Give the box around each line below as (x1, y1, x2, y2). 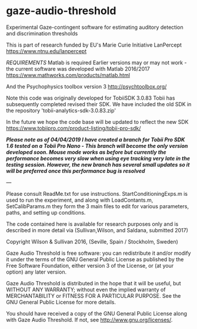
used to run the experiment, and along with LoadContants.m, (6, 196, 153, 203)
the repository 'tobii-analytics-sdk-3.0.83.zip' (6, 107, 116, 114)
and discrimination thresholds (6, 29, 78, 37)
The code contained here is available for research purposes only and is (6, 220, 179, 228)
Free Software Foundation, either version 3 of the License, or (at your (6, 262, 174, 269)
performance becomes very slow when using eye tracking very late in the (6, 154, 190, 162)
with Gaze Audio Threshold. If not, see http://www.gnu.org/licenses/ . (6, 316, 173, 323)
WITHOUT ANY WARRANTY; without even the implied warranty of (6, 286, 166, 293)
